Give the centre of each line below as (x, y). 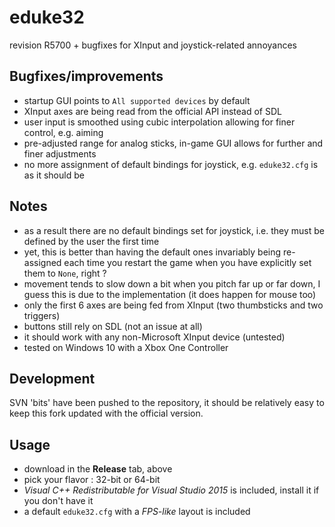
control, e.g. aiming (63, 132)
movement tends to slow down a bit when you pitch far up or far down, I (172, 283)
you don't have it (58, 501)
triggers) (42, 315)
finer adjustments (60, 153)
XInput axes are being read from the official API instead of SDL (152, 111)
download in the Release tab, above (98, 469)
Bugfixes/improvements (86, 76)
